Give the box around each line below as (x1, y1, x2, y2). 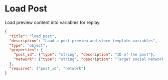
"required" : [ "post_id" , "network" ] (9, 66, 86, 71)
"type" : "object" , (9, 43, 48, 48)
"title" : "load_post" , (9, 33, 57, 39)
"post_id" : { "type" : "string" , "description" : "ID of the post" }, (14, 52, 155, 57)
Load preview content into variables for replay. (5, 19, 101, 25)
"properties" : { (9, 48, 43, 53)
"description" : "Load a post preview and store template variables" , (9, 38, 157, 43)
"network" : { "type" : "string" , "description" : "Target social (14, 57, 146, 62)
